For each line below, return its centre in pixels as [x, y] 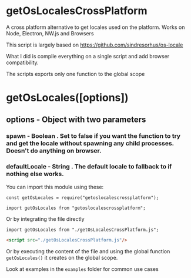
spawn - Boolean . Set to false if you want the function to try [93, 136]
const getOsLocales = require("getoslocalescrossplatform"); [83, 198]
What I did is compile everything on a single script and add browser [88, 56]
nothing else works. [35, 174]
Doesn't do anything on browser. [54, 151]
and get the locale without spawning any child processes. [90, 144]
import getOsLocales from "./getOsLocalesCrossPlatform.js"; [83, 230]
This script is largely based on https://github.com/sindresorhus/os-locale [95, 45]
